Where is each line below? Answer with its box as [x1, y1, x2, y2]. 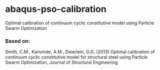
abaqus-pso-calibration [5, 3, 106, 15]
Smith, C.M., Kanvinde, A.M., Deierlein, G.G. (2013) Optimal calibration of [5, 49, 155, 55]
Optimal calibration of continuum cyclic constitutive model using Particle [5, 20, 154, 26]
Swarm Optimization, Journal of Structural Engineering [5, 60, 118, 66]
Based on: [5, 37, 30, 44]
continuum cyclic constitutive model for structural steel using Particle [5, 54, 148, 60]
